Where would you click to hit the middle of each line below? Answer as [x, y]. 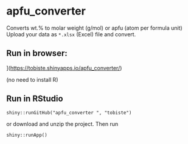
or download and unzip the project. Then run [62, 124]
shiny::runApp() [27, 135]
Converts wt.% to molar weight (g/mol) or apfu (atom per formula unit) [94, 28]
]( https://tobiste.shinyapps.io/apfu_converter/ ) [64, 68]
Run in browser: [37, 54]
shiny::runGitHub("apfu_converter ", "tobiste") [69, 113]
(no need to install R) [32, 79]
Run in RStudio [35, 99]
